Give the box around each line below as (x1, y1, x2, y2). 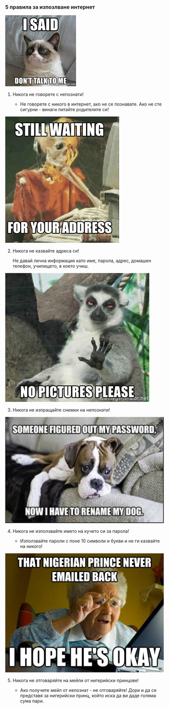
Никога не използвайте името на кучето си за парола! (12, 528, 129, 534)
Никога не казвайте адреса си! (12, 248, 79, 254)
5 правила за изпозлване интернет (5, 4, 96, 11)
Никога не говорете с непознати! (12, 91, 84, 97)
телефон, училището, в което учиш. (12, 263, 89, 269)
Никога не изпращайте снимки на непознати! (12, 407, 110, 413)
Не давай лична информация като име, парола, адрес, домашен (12, 258, 151, 264)
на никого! (20, 543, 43, 549)
